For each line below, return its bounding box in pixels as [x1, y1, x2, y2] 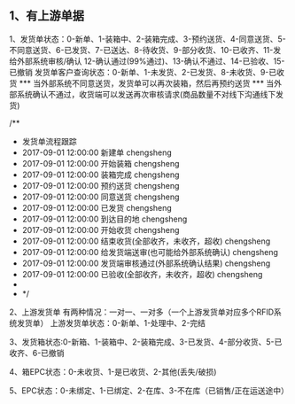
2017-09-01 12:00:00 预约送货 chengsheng [21, 180, 180, 190]
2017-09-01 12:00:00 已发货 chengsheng [21, 202, 173, 213]
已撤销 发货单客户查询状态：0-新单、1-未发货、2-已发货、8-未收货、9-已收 [9, 66, 285, 77]
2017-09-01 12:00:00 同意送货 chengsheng [21, 191, 180, 202]
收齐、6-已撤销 [9, 347, 65, 358]
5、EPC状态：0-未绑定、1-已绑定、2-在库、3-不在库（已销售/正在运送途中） [9, 385, 290, 396]
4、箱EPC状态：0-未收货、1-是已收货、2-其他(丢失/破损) [9, 366, 217, 377]
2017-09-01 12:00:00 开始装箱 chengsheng [21, 158, 180, 168]
